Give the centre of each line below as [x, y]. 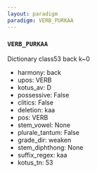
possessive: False [43, 95]
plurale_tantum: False [48, 132]
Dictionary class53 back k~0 [48, 59]
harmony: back [39, 72]
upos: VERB [34, 80]
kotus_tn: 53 [35, 162]
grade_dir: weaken [44, 140]
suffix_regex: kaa [42, 155]
